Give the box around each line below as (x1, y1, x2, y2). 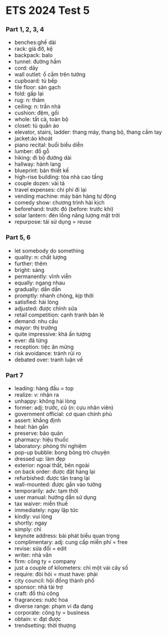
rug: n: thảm (14, 96, 45, 104)
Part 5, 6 (5, 233, 31, 242)
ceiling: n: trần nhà (14, 103, 61, 110)
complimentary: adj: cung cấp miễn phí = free (14, 539, 128, 546)
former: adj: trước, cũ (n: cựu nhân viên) (14, 404, 114, 411)
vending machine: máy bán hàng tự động (14, 192, 117, 200)
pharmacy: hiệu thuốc (14, 436, 69, 443)
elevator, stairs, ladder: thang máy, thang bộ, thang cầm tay (14, 128, 162, 136)
